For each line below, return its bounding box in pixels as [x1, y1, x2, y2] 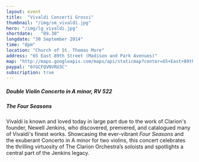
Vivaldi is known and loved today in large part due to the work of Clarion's [6, 117, 187, 125]
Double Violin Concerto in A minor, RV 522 [6, 87, 113, 95]
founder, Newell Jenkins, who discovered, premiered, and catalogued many [6, 124, 191, 131]
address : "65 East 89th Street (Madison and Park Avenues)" [6, 53, 158, 59]
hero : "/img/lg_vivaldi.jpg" [6, 25, 78, 31]
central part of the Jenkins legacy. [6, 149, 90, 156]
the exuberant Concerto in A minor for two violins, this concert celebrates [6, 136, 186, 144]
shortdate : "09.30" [6, 31, 60, 37]
